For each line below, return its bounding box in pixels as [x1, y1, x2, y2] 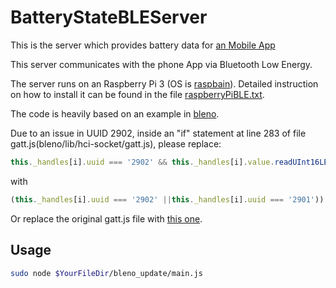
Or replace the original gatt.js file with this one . [10, 212, 203, 225]
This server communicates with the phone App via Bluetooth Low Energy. [10, 58, 313, 70]
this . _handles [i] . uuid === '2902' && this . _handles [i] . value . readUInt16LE [10, 157, 329, 167]
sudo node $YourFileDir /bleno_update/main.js [10, 268, 203, 278]
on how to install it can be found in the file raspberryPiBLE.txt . [10, 88, 265, 100]
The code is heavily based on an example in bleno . [10, 107, 220, 120]
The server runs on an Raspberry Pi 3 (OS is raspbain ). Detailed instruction [10, 77, 319, 90]
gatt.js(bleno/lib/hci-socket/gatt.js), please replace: [10, 137, 222, 150]
